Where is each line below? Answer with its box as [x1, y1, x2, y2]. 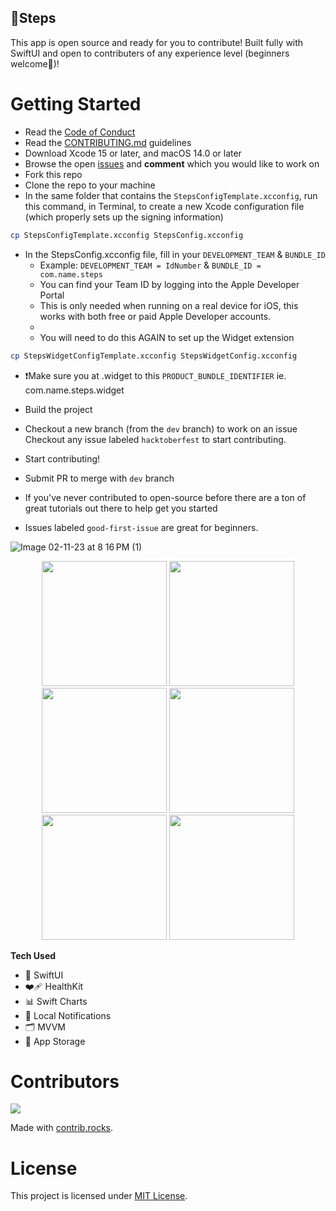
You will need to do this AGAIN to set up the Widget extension [39, 331, 295, 343]
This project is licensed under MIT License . [10, 1190, 188, 1202]
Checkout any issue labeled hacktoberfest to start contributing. [24, 433, 287, 445]
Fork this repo [24, 168, 83, 180]
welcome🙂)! [10, 57, 60, 70]
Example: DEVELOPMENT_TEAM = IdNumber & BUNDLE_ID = [39, 259, 262, 271]
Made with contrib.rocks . [10, 1122, 114, 1134]
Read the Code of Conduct [24, 126, 136, 138]
